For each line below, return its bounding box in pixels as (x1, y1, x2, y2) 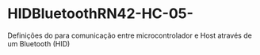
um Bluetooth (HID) (7, 38, 71, 48)
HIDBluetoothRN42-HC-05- (7, 5, 193, 23)
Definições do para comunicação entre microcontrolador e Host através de (7, 31, 253, 40)
